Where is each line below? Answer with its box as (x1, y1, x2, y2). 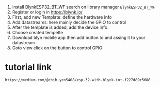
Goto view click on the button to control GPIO (12, 45, 103, 50)
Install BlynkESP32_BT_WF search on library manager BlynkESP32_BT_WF (12, 4, 155, 10)
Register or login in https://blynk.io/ (12, 9, 83, 15)
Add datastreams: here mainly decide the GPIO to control (12, 19, 127, 25)
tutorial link (5, 62, 52, 73)
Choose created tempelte (12, 30, 63, 35)
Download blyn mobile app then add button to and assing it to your (12, 35, 145, 40)
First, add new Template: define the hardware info (12, 14, 112, 20)
